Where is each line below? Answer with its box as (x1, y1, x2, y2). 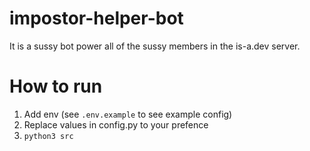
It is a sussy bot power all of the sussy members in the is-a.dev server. (9, 40, 301, 52)
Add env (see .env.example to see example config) (23, 108, 233, 120)
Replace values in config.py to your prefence (23, 118, 209, 131)
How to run (9, 75, 103, 98)
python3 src (23, 131, 74, 141)
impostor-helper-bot (9, 7, 184, 30)
